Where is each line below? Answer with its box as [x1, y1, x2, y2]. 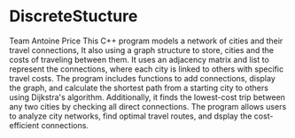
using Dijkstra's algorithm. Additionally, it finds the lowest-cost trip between [9, 91, 286, 103]
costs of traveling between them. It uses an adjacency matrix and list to [9, 54, 270, 65]
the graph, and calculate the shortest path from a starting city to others [9, 82, 268, 93]
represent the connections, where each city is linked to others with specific [9, 64, 284, 74]
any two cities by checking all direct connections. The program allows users [9, 101, 287, 111]
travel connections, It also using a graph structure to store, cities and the [9, 44, 275, 55]
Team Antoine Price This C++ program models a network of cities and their [9, 35, 283, 46]
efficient [9, 119, 40, 130]
